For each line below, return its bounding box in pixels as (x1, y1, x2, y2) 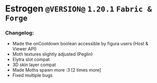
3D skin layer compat (12, 62, 56, 68)
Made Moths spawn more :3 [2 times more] (12, 67, 101, 73)
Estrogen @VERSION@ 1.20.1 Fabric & (5, 3, 153, 14)
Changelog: (5, 29, 34, 36)
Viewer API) (12, 46, 37, 52)
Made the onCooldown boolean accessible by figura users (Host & (12, 41, 149, 47)
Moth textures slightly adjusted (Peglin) (12, 51, 93, 57)
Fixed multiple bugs (12, 73, 53, 79)
